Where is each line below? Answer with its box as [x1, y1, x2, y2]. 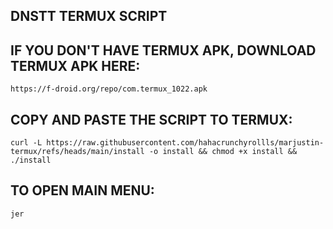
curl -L [10, 138, 43, 148]
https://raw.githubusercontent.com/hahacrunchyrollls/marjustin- [46, 138, 325, 148]
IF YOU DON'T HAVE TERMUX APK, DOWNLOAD [10, 42, 317, 59]
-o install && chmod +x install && [148, 147, 298, 157]
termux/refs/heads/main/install [10, 147, 145, 157]
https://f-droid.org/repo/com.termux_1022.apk [10, 84, 208, 94]
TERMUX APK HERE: [10, 57, 141, 74]
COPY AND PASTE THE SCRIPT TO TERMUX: [10, 111, 293, 128]
